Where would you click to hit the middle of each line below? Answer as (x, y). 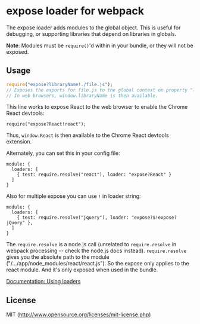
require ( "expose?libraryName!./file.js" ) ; (60, 84)
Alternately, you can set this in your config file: (63, 153)
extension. (19, 142)
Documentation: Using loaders (43, 282)
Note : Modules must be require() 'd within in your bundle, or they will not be (100, 45)
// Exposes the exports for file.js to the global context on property (97, 90)
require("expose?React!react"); (46, 124)
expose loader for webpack (75, 11)
